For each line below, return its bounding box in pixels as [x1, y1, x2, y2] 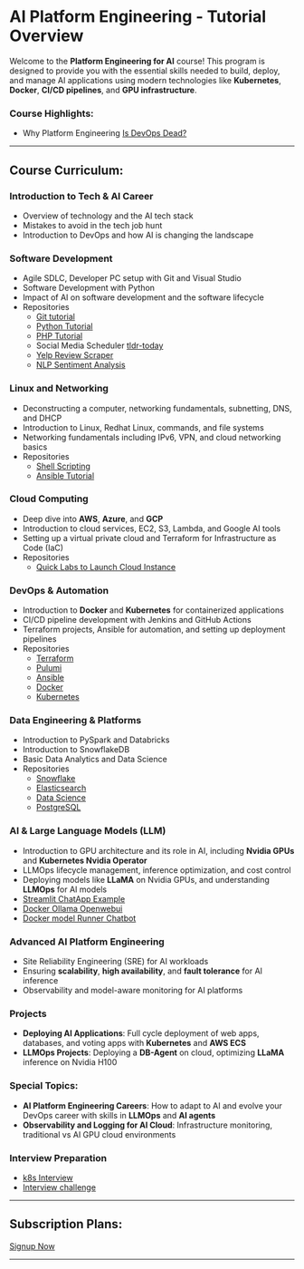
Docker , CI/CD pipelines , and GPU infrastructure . [9, 84, 197, 95]
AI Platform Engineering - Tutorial [9, 6, 267, 27]
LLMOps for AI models [22, 884, 107, 895]
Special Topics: [9, 1080, 79, 1092]
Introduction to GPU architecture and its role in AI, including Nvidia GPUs [22, 845, 295, 856]
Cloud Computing [9, 492, 89, 505]
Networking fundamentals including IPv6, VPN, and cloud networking [22, 431, 281, 442]
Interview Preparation [9, 1151, 107, 1164]
